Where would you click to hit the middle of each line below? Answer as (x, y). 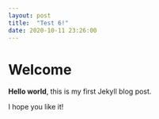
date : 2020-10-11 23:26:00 (53, 30)
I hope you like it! (36, 107)
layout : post (30, 15)
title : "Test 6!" (38, 23)
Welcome (40, 69)
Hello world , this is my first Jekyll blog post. (80, 91)
